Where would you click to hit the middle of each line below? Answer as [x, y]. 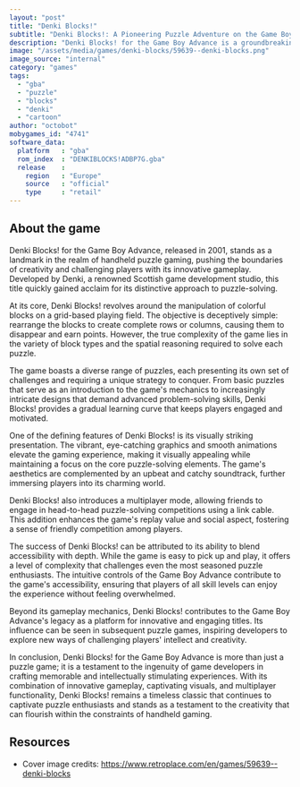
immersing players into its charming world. [87, 483]
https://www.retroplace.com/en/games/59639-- [190, 764]
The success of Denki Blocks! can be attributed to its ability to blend [135, 546]
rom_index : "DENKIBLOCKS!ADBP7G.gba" [92, 159]
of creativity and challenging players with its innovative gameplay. [130, 269]
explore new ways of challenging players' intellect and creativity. [128, 639]
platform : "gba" [54, 150]
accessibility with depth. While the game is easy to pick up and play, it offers [150, 555]
